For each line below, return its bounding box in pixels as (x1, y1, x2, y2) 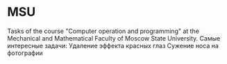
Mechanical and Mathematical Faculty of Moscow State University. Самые (7, 34, 221, 42)
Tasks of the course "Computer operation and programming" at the (7, 27, 200, 35)
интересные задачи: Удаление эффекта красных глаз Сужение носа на (7, 41, 219, 50)
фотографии (7, 49, 43, 57)
